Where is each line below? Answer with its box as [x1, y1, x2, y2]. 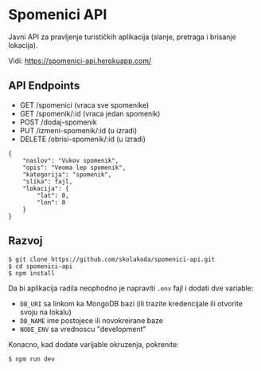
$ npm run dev [8, 355, 56, 363]
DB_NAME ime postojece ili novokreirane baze [19, 315, 163, 325]
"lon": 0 [37, 198, 66, 207]
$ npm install [8, 269, 56, 277]
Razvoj [8, 234, 43, 248]
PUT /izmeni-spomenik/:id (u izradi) [19, 125, 138, 135]
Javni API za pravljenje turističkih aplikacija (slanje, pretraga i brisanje [8, 32, 236, 41]
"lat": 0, [37, 191, 69, 199]
